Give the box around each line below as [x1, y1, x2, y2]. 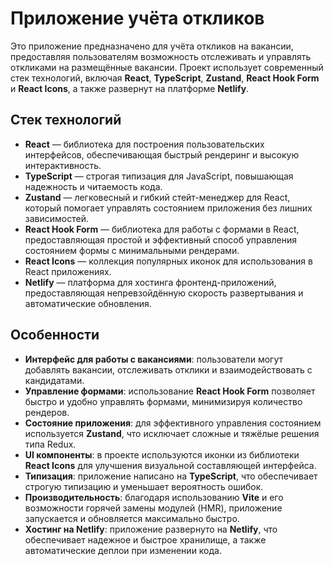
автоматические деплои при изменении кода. [24, 544, 222, 556]
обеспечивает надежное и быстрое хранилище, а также [24, 533, 267, 546]
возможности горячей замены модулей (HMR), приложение [24, 502, 283, 514]
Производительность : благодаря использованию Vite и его [24, 491, 284, 503]
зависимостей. [24, 212, 89, 224]
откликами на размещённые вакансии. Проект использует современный [10, 61, 324, 73]
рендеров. [24, 406, 70, 418]
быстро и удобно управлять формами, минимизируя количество [24, 395, 303, 407]
